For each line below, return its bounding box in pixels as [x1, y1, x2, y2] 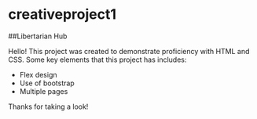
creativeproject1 [8, 5, 116, 23]
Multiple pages [19, 86, 68, 96]
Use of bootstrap [19, 78, 75, 88]
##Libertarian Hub [8, 31, 68, 41]
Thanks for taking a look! [8, 102, 89, 111]
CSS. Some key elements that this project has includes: [8, 55, 187, 64]
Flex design [19, 70, 57, 79]
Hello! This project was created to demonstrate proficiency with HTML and [8, 46, 250, 56]
